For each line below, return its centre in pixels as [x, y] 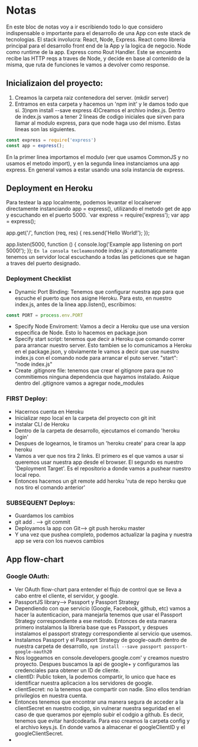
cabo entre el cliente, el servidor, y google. [67, 596]
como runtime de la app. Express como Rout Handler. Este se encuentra [94, 52]
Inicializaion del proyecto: [55, 83]
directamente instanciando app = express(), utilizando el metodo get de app [98, 209]
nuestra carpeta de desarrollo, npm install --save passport [88, 646]
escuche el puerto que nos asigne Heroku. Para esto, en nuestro [93, 298]
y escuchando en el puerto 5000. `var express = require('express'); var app [98, 215]
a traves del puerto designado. [43, 263]
